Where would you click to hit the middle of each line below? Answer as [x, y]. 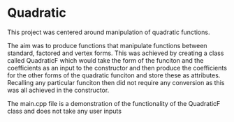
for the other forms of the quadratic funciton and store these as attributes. [114, 75]
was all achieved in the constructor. [58, 90]
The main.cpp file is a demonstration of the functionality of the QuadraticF [114, 103]
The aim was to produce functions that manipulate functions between [107, 45]
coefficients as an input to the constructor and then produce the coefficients [117, 68]
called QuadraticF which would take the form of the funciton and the [105, 60]
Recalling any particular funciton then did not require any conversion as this [116, 82]
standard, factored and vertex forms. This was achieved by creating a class [116, 53]
